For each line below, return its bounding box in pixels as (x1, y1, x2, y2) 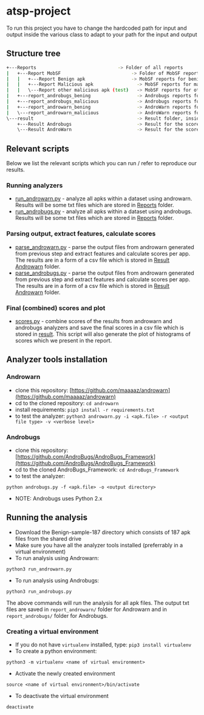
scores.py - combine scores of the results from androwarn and (15, 317, 173, 324)
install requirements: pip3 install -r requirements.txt (15, 406, 155, 413)
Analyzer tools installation (6, 354, 108, 365)
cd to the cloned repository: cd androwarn (15, 399, 119, 406)
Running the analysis (6, 512, 88, 523)
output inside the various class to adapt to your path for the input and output (6, 30, 197, 38)
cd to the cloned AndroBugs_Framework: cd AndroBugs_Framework (15, 466, 179, 473)
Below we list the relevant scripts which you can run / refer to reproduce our (6, 160, 197, 167)
